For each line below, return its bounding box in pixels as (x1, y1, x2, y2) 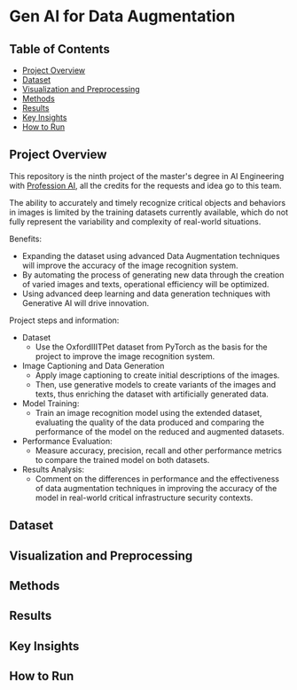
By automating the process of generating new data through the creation (21, 269, 285, 280)
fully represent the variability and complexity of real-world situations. (9, 216, 262, 227)
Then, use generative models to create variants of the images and (35, 379, 277, 389)
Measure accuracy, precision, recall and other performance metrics (35, 445, 282, 456)
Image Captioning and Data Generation (21, 360, 165, 371)
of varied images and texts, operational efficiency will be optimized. (21, 278, 270, 289)
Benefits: (9, 233, 43, 244)
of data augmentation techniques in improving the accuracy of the (35, 482, 277, 493)
